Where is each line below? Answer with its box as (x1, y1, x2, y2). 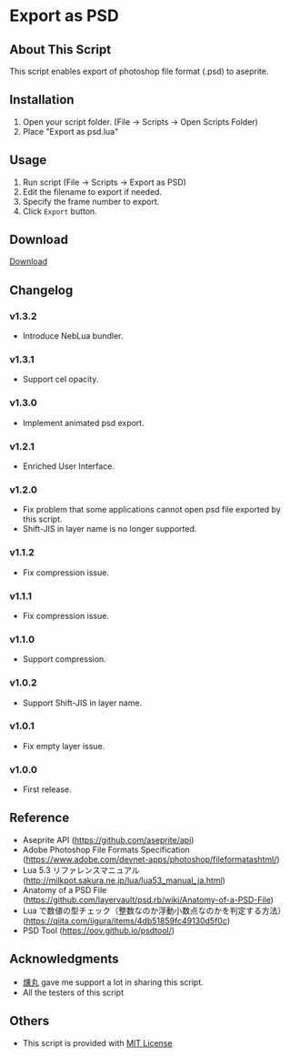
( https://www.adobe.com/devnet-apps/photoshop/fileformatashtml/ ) (22, 853, 280, 865)
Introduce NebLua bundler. (22, 330, 124, 341)
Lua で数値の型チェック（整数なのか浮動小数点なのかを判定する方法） (22, 905, 286, 916)
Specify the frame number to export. (22, 196, 160, 207)
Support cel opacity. (22, 374, 99, 385)
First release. (22, 784, 72, 795)
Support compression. (22, 654, 106, 665)
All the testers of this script (22, 987, 125, 998)
